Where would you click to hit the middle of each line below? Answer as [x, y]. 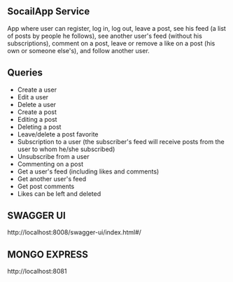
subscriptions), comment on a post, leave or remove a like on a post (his [111, 43]
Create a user [37, 90]
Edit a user [33, 97]
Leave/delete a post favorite [58, 134]
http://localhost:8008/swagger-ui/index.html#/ [75, 232]
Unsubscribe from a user [53, 156]
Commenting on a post [50, 164]
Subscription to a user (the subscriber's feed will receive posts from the [121, 141]
